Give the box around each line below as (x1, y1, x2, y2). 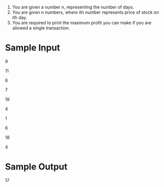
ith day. (12, 15, 27, 20)
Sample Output (5, 161, 68, 172)
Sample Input (5, 42, 60, 53)
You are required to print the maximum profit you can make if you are (12, 20, 152, 26)
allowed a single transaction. (12, 25, 70, 31)
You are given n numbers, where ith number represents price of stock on (12, 9, 159, 15)
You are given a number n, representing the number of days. (12, 4, 134, 10)
